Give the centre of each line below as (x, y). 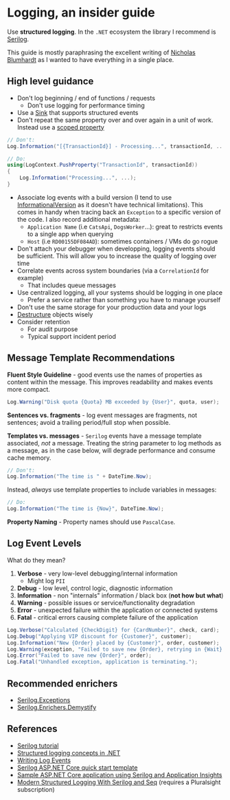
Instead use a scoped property (60, 127)
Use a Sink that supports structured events (78, 112)
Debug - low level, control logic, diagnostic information (95, 588)
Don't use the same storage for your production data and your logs (112, 307)
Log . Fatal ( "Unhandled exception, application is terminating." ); (102, 662)
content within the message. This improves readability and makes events (110, 382)
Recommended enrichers (62, 683)
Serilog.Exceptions (44, 699)
